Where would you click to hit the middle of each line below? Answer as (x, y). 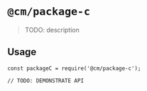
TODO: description (52, 30)
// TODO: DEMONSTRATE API (45, 80)
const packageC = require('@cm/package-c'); (74, 68)
